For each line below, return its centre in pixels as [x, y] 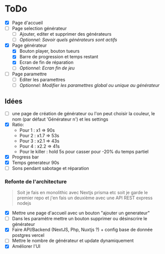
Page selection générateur [39, 28]
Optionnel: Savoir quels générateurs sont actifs [68, 40]
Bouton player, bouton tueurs [49, 51]
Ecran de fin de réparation [46, 62]
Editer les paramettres [42, 79]
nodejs [24, 203]
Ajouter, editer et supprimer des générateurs [65, 34]
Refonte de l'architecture [36, 182]
